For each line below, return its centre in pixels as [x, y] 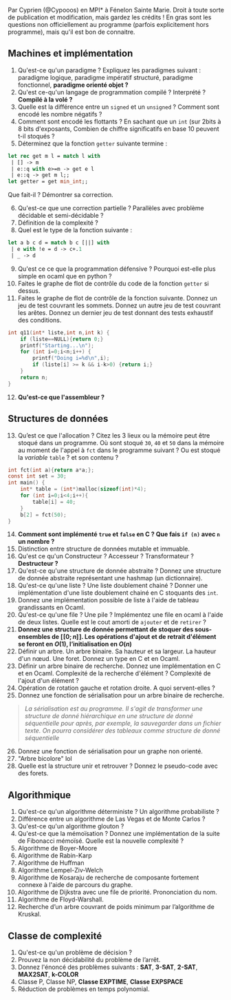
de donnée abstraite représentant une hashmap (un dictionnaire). [110, 578]
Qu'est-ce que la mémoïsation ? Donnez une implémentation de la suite [119, 834]
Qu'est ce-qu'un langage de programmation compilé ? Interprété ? [111, 92]
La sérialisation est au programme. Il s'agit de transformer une [113, 708]
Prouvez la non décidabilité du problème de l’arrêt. [89, 960]
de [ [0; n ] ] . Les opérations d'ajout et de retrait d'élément [134, 637]
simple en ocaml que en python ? [65, 276]
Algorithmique [40, 795]
